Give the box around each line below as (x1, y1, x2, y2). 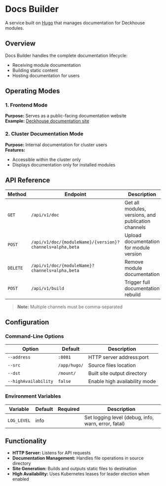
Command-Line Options (5, 332, 64, 339)
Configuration (5, 318, 49, 326)
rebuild (124, 291, 141, 298)
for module (124, 244, 150, 251)
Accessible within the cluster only (12, 157, 81, 162)
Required (57, 405, 80, 412)
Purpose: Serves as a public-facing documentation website (5, 113, 127, 119)
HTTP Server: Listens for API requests (12, 450, 91, 456)
